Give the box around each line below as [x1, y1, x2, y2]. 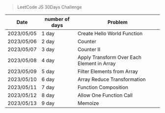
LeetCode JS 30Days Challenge [17, 4, 82, 10]
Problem [107, 19, 128, 25]
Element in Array [78, 60, 116, 67]
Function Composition [78, 84, 129, 90]
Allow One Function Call [78, 92, 133, 98]
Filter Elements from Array [78, 68, 138, 75]
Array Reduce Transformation [78, 76, 146, 83]
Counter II [78, 46, 101, 53]
